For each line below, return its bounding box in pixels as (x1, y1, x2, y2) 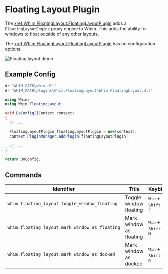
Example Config (5, 70, 56, 79)
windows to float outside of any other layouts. (5, 31, 99, 37)
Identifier (52, 186, 75, 193)
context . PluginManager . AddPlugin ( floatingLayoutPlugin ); (9, 134, 131, 139)
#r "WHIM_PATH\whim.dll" (5, 83, 57, 88)
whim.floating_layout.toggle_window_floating (7, 201, 118, 207)
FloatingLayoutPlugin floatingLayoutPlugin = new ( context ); (9, 129, 137, 134)
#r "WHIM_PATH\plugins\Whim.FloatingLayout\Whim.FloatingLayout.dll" (5, 88, 153, 93)
